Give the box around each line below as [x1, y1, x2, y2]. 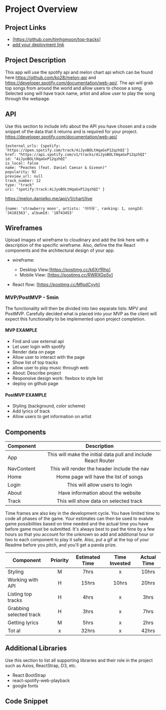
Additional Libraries [5, 644, 67, 652]
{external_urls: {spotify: [5, 143, 61, 148]
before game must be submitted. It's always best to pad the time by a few [5, 526, 155, 532]
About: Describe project [12, 370, 61, 376]
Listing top [7, 590, 32, 597]
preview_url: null [5, 174, 43, 179]
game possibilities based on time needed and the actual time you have [5, 520, 149, 527]
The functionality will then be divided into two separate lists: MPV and [5, 305, 147, 311]
